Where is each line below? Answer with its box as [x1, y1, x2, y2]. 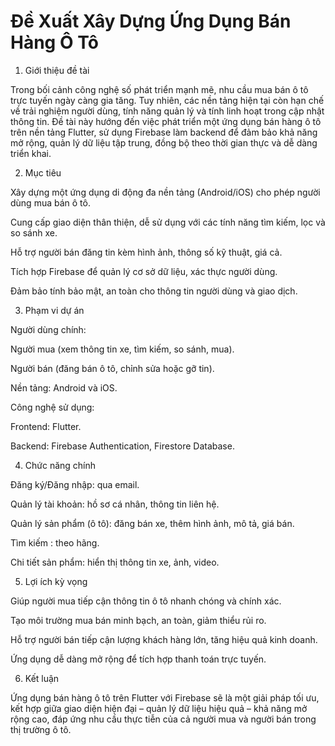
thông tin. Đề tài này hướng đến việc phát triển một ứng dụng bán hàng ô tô [10, 115, 322, 127]
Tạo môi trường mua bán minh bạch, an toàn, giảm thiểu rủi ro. [10, 614, 267, 626]
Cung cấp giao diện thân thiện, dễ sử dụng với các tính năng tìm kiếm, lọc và [10, 216, 326, 228]
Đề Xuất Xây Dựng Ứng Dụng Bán [10, 10, 292, 33]
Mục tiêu [24, 166, 62, 179]
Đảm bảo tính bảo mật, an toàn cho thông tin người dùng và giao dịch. [10, 285, 298, 297]
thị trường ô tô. [10, 723, 72, 735]
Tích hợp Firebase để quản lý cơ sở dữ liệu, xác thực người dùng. [10, 265, 278, 277]
